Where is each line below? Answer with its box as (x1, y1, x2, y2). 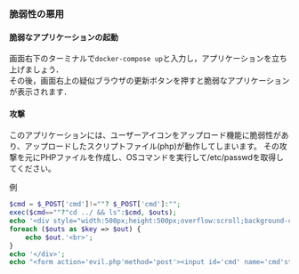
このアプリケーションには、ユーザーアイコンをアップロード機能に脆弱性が (9, 130, 282, 141)
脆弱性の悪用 (9, 7, 65, 20)
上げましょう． (9, 64, 64, 75)
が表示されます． (9, 86, 72, 97)
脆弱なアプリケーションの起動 (9, 31, 118, 42)
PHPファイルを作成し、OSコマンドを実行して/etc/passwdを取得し (39, 152, 285, 163)
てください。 (9, 163, 56, 174)
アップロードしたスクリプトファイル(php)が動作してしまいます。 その (24, 141, 280, 152)
